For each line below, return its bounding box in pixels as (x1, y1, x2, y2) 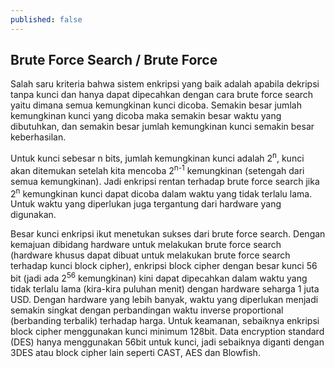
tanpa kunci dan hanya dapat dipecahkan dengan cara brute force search (10, 89, 314, 101)
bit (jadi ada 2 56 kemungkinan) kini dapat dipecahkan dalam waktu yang (10, 271, 308, 285)
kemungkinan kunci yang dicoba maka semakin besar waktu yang (10, 110, 282, 122)
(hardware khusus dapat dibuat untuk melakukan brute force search (10, 249, 291, 261)
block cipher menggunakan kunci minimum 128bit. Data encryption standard (10, 326, 325, 338)
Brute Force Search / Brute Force (10, 52, 218, 69)
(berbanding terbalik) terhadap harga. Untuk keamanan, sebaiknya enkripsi (10, 315, 320, 327)
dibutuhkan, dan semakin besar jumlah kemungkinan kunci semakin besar (10, 121, 315, 133)
